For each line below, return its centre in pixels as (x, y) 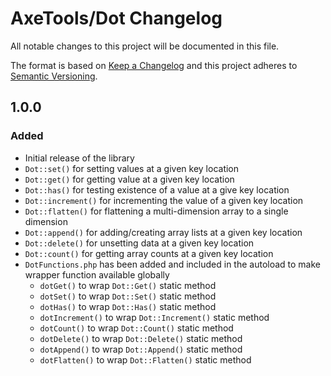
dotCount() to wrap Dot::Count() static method (136, 328)
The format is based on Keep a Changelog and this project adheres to (154, 65)
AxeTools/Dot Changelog (116, 18)
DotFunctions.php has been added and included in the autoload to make (173, 264)
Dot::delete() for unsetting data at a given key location (139, 243)
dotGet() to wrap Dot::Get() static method (128, 285)
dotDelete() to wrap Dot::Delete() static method (141, 338)
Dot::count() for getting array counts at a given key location (149, 253)
